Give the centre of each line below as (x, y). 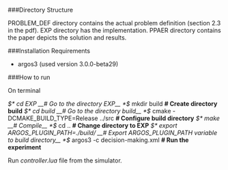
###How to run (29, 77)
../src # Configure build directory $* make (160, 118)
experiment (25, 147)
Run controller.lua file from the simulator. (65, 160)
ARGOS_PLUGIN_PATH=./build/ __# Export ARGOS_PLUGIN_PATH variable (113, 133)
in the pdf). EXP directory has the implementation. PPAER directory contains (114, 30)
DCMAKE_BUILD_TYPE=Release (53, 118)
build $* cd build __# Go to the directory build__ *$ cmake (89, 111)
